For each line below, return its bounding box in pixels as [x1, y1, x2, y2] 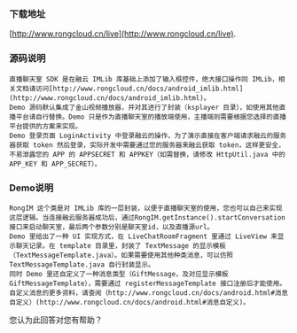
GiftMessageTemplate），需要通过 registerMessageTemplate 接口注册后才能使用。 [9, 279, 286, 288]
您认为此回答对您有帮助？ [9, 314, 103, 325]
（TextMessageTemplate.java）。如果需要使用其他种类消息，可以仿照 [9, 251, 233, 259]
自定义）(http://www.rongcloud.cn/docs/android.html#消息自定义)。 [9, 298, 250, 306]
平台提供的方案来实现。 [9, 121, 82, 130]
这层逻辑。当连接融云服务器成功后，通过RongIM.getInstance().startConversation [9, 213, 285, 222]
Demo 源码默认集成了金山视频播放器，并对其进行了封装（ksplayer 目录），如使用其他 [9, 103, 279, 112]
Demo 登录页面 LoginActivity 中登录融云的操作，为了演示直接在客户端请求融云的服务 [9, 131, 286, 140]
